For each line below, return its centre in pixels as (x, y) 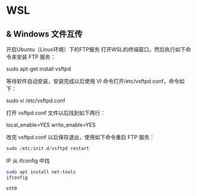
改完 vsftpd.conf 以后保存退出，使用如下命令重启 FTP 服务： (81, 137)
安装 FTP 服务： (36, 57)
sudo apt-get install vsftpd (39, 69)
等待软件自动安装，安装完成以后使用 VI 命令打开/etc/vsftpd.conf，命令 (93, 81)
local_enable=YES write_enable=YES (51, 125)
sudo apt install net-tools (41, 172)
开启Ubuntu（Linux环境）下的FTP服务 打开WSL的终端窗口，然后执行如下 (96, 49)
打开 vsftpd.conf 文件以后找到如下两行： (56, 113)
